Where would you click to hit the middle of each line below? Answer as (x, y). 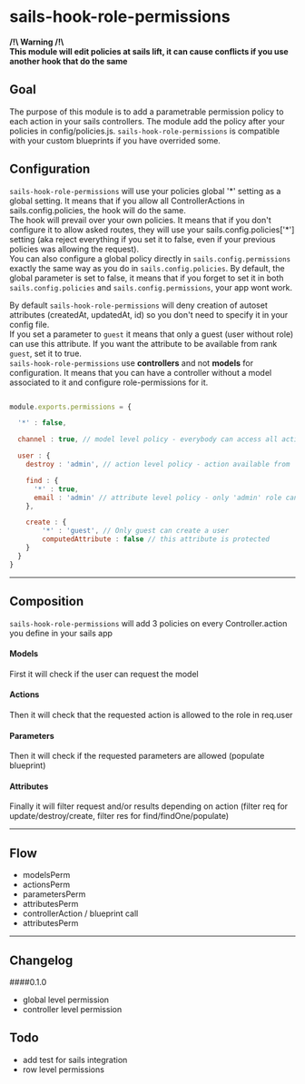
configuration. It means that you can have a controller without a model (141, 372)
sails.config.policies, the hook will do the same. (98, 210)
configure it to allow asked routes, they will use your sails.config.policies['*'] (152, 230)
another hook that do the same (69, 61)
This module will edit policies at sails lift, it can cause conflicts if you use (149, 51)
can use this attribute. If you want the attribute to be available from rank (143, 343)
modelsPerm (46, 875)
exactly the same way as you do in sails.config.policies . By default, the (147, 268)
